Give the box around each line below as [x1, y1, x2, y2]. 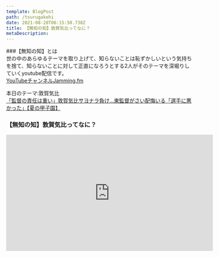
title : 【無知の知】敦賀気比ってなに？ [6, 25, 90, 31]
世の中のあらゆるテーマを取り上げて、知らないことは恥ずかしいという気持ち [6, 55, 192, 62]
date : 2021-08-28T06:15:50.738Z [6, 19, 86, 25]
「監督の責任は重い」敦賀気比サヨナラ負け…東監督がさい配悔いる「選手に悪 [6, 97, 192, 104]
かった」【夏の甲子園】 [6, 105, 61, 112]
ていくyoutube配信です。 [6, 70, 67, 77]
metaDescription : [6, 31, 49, 37]
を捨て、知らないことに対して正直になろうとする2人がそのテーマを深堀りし [6, 63, 190, 70]
